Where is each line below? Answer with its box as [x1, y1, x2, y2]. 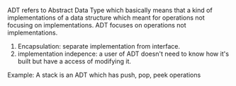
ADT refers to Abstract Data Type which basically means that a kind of [7, 6, 213, 14]
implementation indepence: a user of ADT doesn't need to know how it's [17, 49, 229, 58]
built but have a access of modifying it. [17, 57, 132, 66]
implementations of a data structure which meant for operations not [7, 13, 206, 22]
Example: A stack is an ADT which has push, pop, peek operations [7, 70, 201, 79]
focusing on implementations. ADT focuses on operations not [7, 21, 186, 29]
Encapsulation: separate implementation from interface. [17, 42, 181, 50]
